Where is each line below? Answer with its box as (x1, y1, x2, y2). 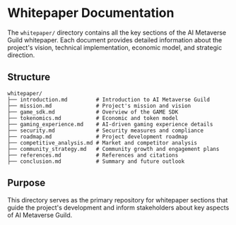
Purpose (7, 177, 46, 189)
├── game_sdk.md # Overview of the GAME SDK (7, 108, 179, 116)
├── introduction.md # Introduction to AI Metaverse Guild (7, 96, 211, 103)
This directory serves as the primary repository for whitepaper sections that (7, 195, 228, 204)
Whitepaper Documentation (7, 5, 175, 21)
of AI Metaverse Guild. (7, 210, 73, 219)
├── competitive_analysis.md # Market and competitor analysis (7, 139, 198, 146)
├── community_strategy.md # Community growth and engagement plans (7, 145, 220, 152)
